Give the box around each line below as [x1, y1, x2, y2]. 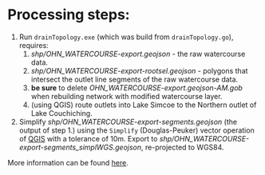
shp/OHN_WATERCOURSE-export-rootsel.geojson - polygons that [30, 66, 248, 75]
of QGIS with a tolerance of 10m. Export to [18, 133, 158, 143]
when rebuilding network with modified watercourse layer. [30, 91, 223, 101]
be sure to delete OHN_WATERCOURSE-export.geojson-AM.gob [30, 82, 243, 93]
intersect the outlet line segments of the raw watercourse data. [30, 74, 239, 84]
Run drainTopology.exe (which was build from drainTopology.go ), [18, 32, 234, 42]
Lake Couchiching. [30, 108, 93, 117]
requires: [18, 40, 49, 50]
